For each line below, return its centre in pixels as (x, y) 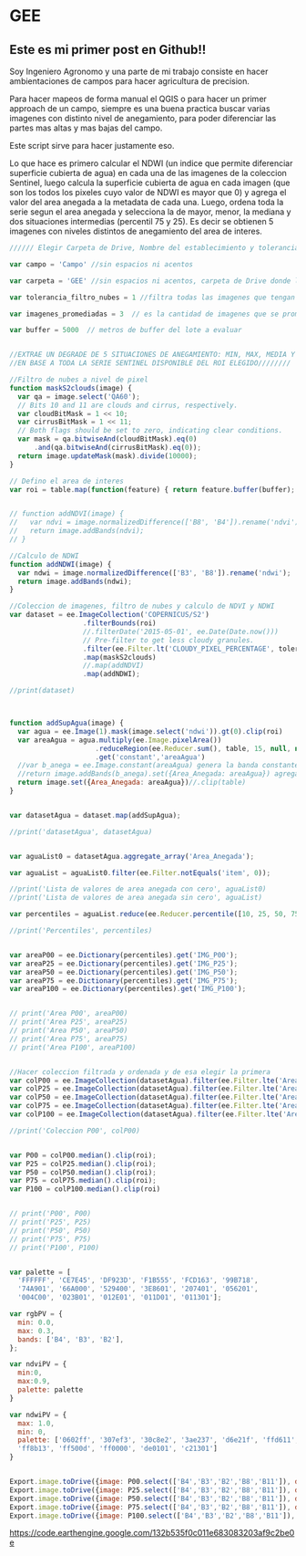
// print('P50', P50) (51, 1230)
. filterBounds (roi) (119, 623)
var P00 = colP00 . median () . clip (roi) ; (83, 1155)
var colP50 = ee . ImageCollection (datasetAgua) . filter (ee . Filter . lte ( (144, 1097)
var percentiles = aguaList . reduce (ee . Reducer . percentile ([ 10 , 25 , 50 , (148, 914)
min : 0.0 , (36, 1322)
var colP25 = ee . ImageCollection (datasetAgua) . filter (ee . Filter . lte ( (144, 1089)
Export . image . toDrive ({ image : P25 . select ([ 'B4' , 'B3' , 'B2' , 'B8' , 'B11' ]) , (150, 1490)
